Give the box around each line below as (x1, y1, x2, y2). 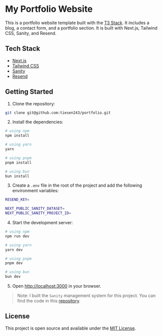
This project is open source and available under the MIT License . (5, 325, 136, 331)
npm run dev (5, 234, 29, 238)
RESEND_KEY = (5, 197, 29, 202)
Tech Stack (5, 44, 40, 53)
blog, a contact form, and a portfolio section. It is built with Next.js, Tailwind (5, 25, 158, 31)
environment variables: (12, 188, 59, 194)
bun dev (5, 274, 21, 279)
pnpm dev (5, 261, 23, 266)
